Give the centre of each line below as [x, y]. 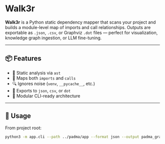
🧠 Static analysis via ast [36, 73]
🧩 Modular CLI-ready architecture [46, 96]
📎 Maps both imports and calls [44, 78]
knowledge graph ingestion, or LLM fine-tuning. [54, 38]
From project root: [23, 128]
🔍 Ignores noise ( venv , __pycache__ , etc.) [54, 84]
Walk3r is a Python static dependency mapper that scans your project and [81, 22]
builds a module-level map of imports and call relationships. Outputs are [78, 27]
